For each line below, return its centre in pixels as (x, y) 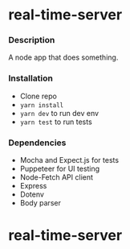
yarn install (42, 105)
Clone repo (39, 96)
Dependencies (37, 143)
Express (33, 186)
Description (32, 40)
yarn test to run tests (56, 122)
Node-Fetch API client (57, 177)
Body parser (41, 203)
